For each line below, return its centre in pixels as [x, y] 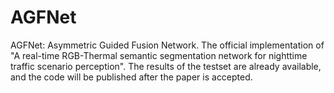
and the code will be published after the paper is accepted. [131, 77]
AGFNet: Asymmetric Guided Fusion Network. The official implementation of [167, 45]
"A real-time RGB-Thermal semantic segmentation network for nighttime [159, 55]
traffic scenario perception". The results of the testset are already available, [166, 66]
